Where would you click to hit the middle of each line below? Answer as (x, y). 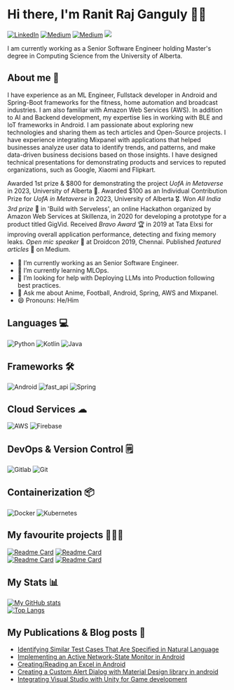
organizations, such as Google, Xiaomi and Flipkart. (82, 170)
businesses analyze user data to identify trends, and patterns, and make (111, 147)
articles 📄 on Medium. (39, 249)
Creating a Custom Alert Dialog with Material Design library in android (118, 672)
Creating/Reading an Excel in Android (71, 665)
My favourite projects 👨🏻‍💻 (66, 535)
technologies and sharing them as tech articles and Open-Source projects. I (117, 132)
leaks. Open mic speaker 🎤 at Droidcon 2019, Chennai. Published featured (114, 241)
